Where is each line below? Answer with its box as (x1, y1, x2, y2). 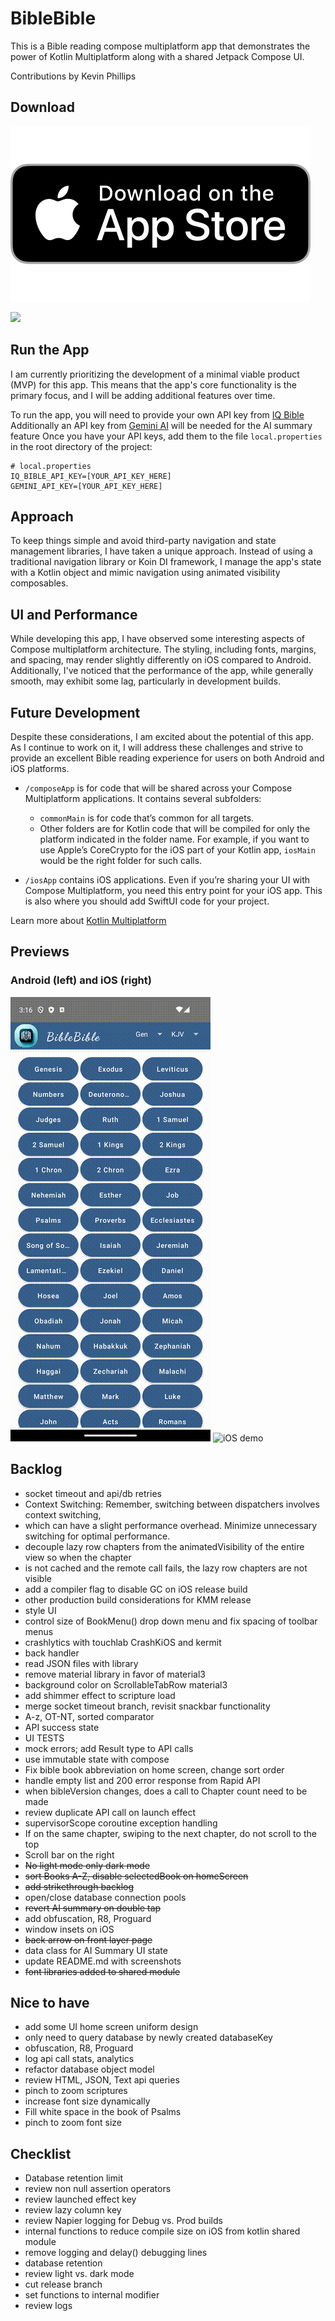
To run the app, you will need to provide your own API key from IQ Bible (10, 408, 305, 421)
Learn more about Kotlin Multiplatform (10, 915, 167, 926)
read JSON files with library (24, 1657, 139, 1669)
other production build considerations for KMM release (24, 1593, 252, 1606)
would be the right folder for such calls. (39, 855, 203, 866)
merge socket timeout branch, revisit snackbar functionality (24, 1700, 271, 1712)
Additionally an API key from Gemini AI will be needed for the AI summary (10, 419, 313, 431)
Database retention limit (24, 2172, 123, 2184)
